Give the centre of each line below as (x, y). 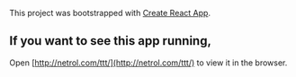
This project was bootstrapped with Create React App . (110, 13)
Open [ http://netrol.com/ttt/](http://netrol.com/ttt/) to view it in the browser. (148, 63)
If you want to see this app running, (110, 41)
